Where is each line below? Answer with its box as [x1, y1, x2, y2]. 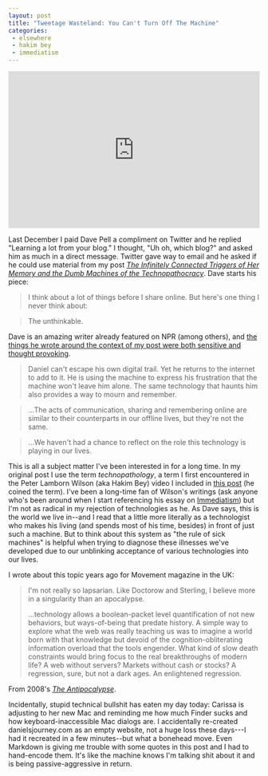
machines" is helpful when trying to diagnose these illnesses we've [8, 538, 230, 547]
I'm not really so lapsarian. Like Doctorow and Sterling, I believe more [27, 585, 256, 595]
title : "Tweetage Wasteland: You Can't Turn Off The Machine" [8, 19, 219, 27]
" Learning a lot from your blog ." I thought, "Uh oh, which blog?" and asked [8, 243, 253, 252]
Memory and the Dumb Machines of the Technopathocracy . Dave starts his [8, 269, 257, 278]
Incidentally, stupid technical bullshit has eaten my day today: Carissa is [8, 699, 245, 709]
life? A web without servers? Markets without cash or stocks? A [27, 660, 237, 670]
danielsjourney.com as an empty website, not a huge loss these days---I [8, 725, 246, 735]
